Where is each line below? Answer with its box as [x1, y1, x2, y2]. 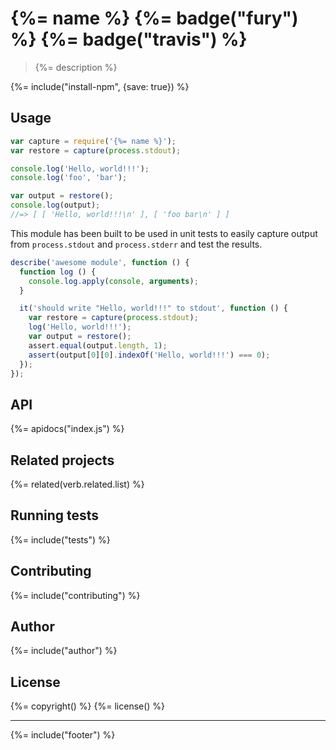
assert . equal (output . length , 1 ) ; [28, 340, 168, 351]
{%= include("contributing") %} [10, 589, 141, 601]
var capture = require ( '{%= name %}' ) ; [10, 136, 177, 146]
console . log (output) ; [10, 200, 101, 211]
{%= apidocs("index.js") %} [10, 423, 125, 435]
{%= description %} [34, 61, 118, 73]
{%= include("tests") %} [10, 533, 111, 546]
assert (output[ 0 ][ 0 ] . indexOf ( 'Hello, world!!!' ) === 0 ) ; [28, 350, 271, 360]
